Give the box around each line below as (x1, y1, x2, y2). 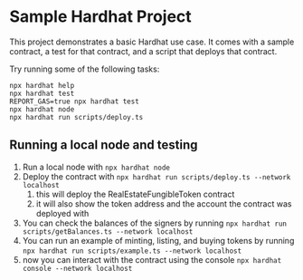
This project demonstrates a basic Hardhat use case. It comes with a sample (9, 36, 295, 47)
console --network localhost (22, 264, 133, 273)
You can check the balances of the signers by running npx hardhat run (22, 217, 288, 228)
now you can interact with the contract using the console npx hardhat (22, 254, 282, 265)
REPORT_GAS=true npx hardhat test (9, 97, 140, 106)
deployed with (35, 208, 90, 218)
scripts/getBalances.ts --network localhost (22, 227, 194, 237)
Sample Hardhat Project (9, 6, 192, 27)
